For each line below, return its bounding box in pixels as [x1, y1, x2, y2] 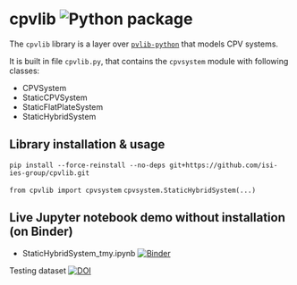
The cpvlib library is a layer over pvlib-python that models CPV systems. [9, 38, 279, 49]
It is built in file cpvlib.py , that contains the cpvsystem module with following [9, 55, 289, 66]
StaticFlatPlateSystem [21, 101, 104, 112]
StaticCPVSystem [21, 92, 88, 103]
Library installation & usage [9, 137, 165, 152]
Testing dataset [9, 264, 67, 276]
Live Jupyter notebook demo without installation [9, 210, 286, 225]
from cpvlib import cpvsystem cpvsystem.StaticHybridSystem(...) [9, 186, 257, 195]
